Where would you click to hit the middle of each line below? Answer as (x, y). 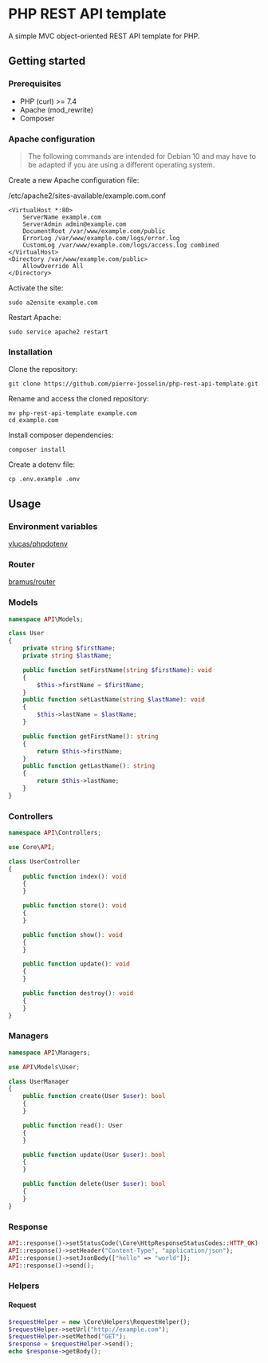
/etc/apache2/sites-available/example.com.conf (87, 196)
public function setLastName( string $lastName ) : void (114, 700)
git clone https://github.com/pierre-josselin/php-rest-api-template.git (134, 384)
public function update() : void (76, 964)
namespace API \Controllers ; (55, 833)
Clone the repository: (43, 369)
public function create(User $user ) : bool (94, 1096)
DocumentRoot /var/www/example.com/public (94, 231)
